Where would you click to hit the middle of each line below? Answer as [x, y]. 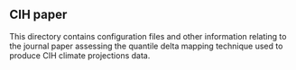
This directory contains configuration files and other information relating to [148, 36]
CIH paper [38, 15]
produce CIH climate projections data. [80, 55]
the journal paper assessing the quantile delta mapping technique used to [146, 46]
